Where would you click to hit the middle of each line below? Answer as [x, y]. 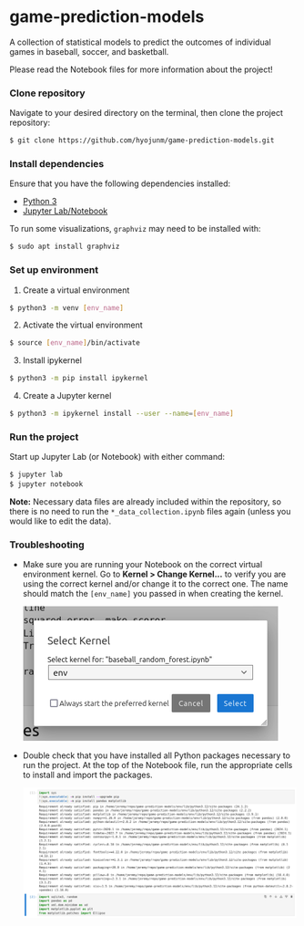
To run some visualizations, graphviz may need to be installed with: [135, 229]
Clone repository [47, 93]
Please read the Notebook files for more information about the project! [141, 69]
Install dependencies [57, 164]
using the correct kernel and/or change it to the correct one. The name [155, 584]
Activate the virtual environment [82, 325]
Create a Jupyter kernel [67, 396]
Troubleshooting [47, 545]
